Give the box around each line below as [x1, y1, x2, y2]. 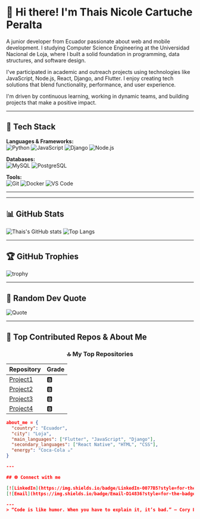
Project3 [9, 394, 33, 403]
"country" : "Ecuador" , [11, 425, 68, 431]
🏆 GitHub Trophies [6, 251, 79, 261]
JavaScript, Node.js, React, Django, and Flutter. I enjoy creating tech [6, 75, 174, 82]
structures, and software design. [6, 57, 86, 64]
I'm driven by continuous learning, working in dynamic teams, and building [6, 92, 189, 100]
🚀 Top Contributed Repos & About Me [6, 332, 147, 342]
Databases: [6, 155, 36, 163]
